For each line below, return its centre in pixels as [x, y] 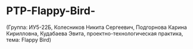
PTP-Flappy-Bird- [51, 11]
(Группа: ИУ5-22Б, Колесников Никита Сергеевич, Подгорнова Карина [97, 27]
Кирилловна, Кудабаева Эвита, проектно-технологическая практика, [95, 33]
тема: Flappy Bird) [29, 40]
